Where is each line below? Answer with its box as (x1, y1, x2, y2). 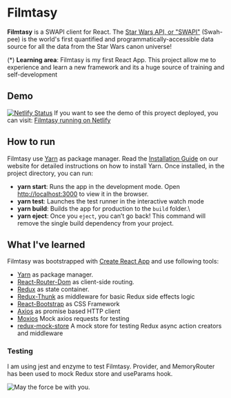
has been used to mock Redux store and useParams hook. (7, 369, 173, 377)
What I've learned (7, 239, 86, 250)
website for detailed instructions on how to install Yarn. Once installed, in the (7, 161, 225, 170)
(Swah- (201, 28, 223, 36)
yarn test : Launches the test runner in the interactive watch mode (17, 197, 205, 205)
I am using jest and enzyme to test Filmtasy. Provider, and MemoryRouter (7, 362, 215, 370)
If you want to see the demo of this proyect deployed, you (54, 108, 219, 117)
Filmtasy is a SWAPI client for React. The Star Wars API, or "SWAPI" (7, 28, 201, 36)
